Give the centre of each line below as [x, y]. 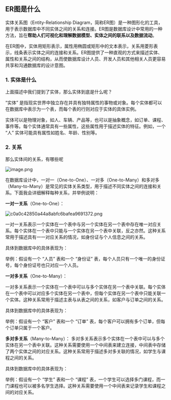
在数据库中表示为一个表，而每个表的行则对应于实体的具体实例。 [72, 109]
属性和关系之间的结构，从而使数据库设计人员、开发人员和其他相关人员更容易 [85, 59]
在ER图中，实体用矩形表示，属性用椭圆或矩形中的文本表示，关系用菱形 [79, 46]
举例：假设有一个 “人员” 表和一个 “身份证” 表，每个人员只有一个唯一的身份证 [85, 259]
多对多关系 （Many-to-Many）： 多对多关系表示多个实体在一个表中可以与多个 [85, 339]
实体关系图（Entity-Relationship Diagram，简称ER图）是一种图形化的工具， [84, 22]
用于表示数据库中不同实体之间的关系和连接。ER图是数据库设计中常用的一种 [84, 29]
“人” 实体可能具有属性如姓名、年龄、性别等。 [53, 133]
